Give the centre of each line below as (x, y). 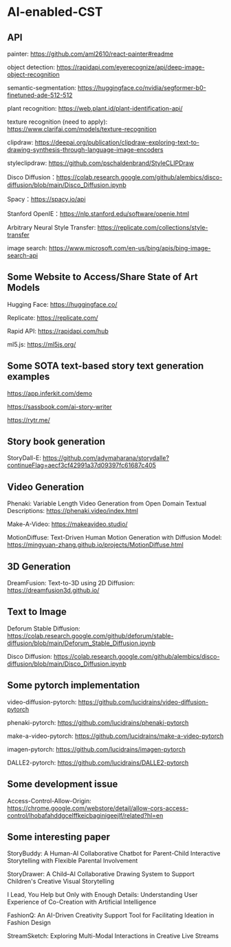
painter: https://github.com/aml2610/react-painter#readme (90, 54)
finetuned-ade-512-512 (40, 95)
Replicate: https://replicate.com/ (53, 318)
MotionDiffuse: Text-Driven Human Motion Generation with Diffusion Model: (114, 538)
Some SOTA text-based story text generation (106, 366)
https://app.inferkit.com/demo (50, 393)
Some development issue (63, 784)
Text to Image (37, 612)
